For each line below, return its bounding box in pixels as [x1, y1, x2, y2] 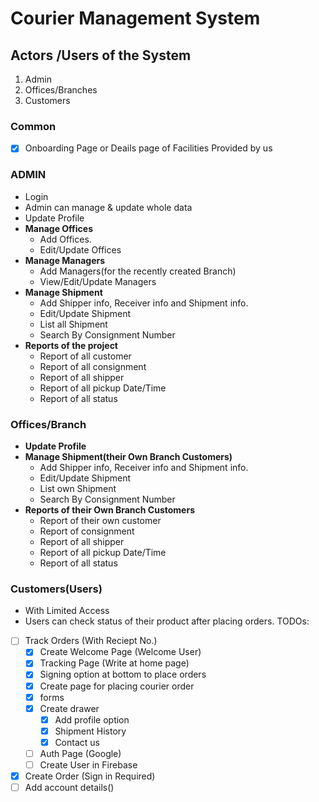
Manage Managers [24, 254, 106, 266]
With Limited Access [24, 605, 110, 617]
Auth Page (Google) [39, 747, 122, 759]
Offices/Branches [24, 84, 98, 96]
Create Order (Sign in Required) [24, 770, 156, 782]
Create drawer [39, 702, 100, 714]
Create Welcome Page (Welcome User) [39, 646, 202, 658]
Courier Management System [10, 7, 261, 30]
